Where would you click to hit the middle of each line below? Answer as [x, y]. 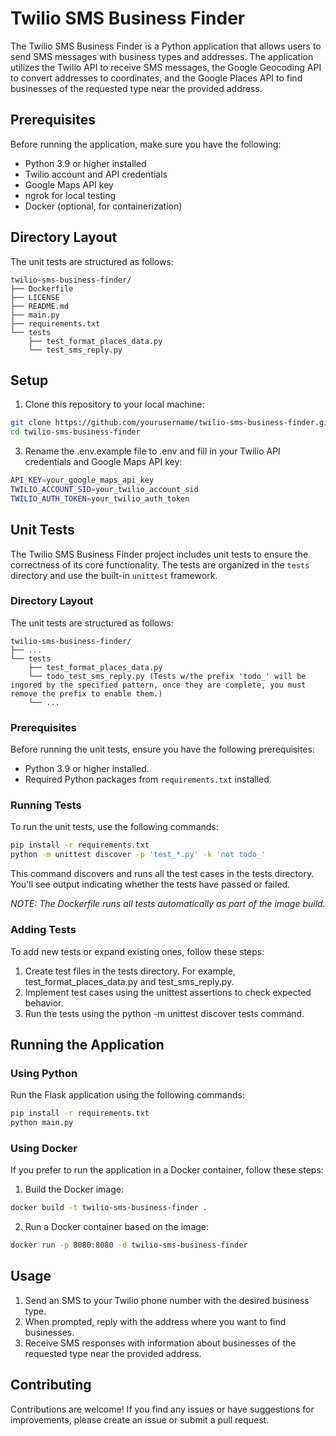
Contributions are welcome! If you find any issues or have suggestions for [162, 1409]
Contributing [51, 1385]
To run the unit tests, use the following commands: [114, 827]
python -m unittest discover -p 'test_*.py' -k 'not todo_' [138, 855]
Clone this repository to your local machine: [114, 404]
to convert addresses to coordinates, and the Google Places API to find [156, 78]
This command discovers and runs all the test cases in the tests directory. [162, 874]
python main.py [42, 1123]
